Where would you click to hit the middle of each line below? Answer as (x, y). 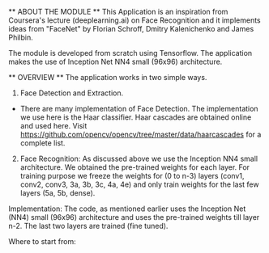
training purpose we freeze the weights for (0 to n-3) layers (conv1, (132, 176)
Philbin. (21, 37)
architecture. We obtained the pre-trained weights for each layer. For (134, 167)
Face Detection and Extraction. (72, 93)
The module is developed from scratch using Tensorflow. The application (130, 53)
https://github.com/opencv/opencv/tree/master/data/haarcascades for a (141, 134)
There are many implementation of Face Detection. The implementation (139, 109)
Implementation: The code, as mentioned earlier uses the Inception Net (127, 209)
